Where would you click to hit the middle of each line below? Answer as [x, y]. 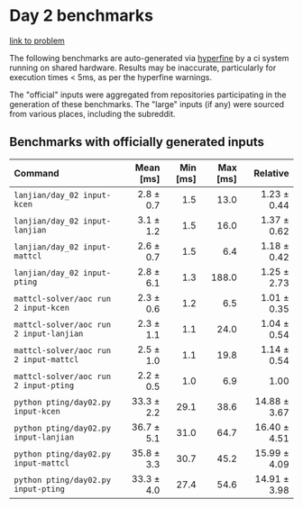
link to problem [37, 41]
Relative [271, 173]
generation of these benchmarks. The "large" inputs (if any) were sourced [147, 104]
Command [37, 173]
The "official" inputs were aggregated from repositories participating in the [148, 95]
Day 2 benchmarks [81, 16]
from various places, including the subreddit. [92, 113]
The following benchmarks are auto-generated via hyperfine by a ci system [149, 58]
